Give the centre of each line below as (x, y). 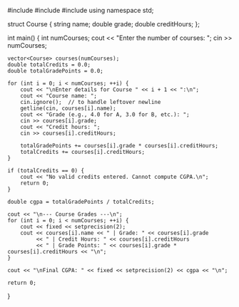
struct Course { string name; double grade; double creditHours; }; (103, 24)
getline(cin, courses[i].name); (68, 108)
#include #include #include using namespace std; (81, 10)
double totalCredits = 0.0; (49, 65)
